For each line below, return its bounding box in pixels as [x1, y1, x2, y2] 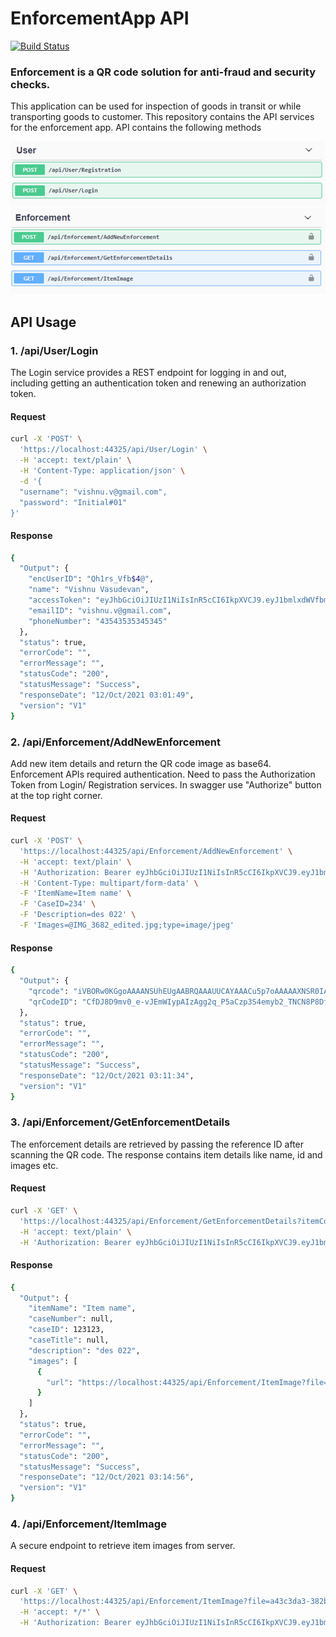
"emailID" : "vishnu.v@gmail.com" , [28, 605, 172, 616]
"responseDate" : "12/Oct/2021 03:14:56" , [19, 1472, 195, 1482]
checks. [10, 77, 51, 91]
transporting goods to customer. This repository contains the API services [10, 111, 315, 123]
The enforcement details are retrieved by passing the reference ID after [10, 1138, 305, 1150]
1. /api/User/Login [10, 343, 99, 357]
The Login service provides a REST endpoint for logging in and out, [10, 367, 287, 379]
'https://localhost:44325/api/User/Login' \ [19, 445, 208, 455]
